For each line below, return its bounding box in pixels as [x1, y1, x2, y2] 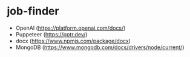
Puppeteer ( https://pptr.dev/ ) [15, 30, 88, 38]
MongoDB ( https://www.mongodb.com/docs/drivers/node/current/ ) [15, 44, 185, 51]
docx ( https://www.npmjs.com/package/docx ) [15, 37, 131, 44]
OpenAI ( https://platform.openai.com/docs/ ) [15, 24, 126, 32]
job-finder [7, 4, 59, 18]
